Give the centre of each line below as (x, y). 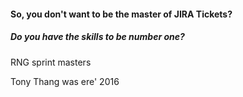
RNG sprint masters (51, 62)
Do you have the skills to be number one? (97, 37)
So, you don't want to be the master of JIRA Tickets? (121, 14)
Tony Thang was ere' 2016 (65, 81)
